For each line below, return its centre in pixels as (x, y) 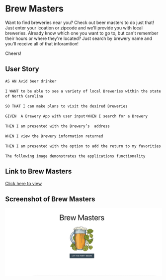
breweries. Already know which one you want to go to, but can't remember (82, 33)
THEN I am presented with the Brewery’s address (58, 126)
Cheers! (13, 53)
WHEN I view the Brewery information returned (54, 136)
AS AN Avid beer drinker (31, 81)
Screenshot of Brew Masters (50, 199)
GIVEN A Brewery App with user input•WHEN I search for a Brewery (77, 116)
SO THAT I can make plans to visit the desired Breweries (66, 106)
